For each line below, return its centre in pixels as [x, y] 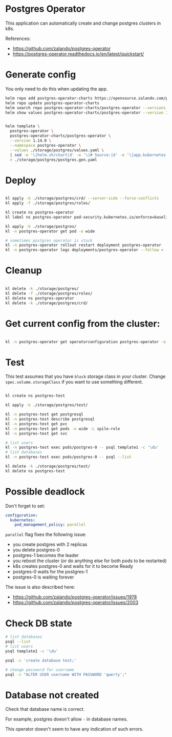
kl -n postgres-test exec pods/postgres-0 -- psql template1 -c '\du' [82, 447]
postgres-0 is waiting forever [43, 577]
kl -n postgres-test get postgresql [44, 414]
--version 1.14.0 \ [31, 141]
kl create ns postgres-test [35, 396]
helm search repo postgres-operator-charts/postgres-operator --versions [86, 108]
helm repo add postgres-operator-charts [49, 98]
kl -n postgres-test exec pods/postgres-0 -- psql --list [68, 457]
